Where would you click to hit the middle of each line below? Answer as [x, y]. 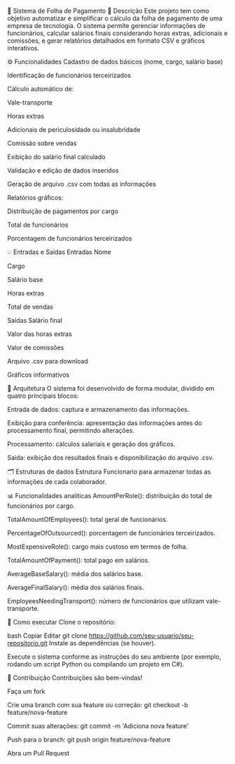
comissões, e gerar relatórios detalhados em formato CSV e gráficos [106, 41]
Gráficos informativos [38, 375]
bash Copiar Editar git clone [47, 636]
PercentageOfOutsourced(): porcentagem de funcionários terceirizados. [111, 533]
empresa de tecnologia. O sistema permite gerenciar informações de [106, 26]
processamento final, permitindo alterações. [71, 430]
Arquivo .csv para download [48, 361]
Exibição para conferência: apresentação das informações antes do [105, 423]
